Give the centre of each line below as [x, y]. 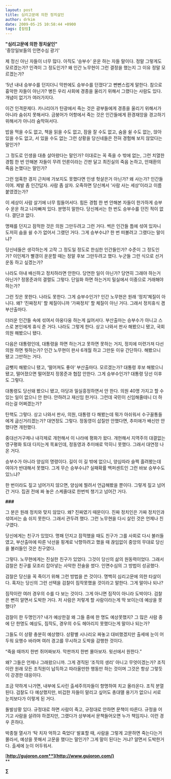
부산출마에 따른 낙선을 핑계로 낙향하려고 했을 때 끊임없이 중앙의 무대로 [85, 542]
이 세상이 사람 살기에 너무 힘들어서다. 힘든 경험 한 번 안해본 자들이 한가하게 [79, 203]
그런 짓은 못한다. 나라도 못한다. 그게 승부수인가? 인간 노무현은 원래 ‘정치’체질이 [83, 297]
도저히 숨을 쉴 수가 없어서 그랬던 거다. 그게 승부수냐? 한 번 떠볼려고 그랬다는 [80, 233]
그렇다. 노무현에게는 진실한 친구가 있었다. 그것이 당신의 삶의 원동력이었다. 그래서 [85, 559]
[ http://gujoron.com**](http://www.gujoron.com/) [60, 756]
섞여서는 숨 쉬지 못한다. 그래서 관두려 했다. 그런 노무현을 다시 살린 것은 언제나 [82, 519]
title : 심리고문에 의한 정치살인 [35, 15]
